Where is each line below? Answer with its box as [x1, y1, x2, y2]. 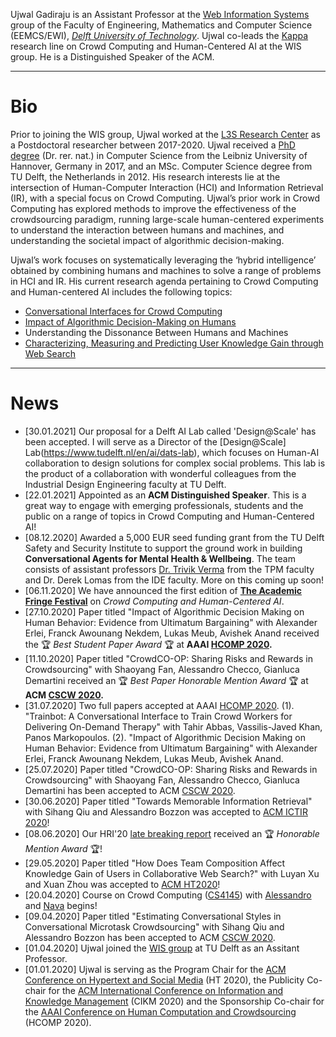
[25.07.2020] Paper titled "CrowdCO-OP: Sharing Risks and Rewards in [24, 763, 318, 775]
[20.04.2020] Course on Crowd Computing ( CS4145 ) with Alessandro [24, 889, 312, 901]
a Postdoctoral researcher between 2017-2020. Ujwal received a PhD [10, 139, 296, 151]
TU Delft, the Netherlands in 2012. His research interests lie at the [10, 170, 281, 183]
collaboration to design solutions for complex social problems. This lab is [24, 457, 326, 469]
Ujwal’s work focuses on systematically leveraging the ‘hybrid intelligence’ [10, 254, 317, 266]
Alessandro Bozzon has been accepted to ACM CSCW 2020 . [24, 931, 276, 943]
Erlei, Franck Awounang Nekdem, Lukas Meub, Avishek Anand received [24, 627, 320, 639]
